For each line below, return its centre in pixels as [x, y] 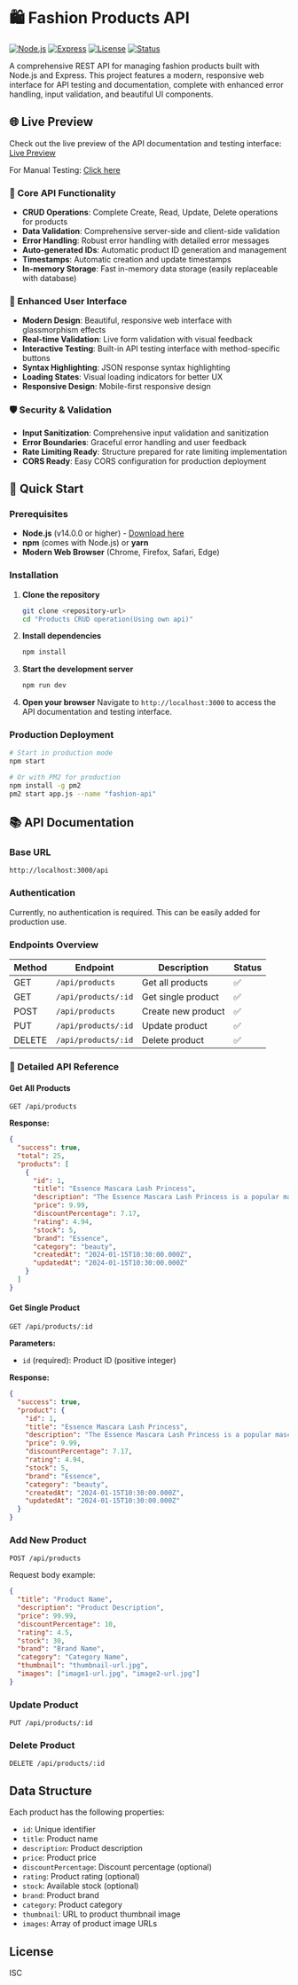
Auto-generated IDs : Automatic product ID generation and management [154, 250]
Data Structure [51, 1790]
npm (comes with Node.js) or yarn [85, 543]
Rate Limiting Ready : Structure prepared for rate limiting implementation [154, 451]
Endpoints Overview [54, 945]
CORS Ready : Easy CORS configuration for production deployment [144, 461]
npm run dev [44, 686]
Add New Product [48, 1540]
